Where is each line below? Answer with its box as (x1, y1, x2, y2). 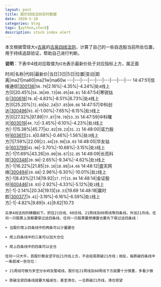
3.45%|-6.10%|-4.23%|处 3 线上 (41, 120, 103, 126)
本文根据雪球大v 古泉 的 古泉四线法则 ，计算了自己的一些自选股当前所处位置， (5, 44, 157, 50)
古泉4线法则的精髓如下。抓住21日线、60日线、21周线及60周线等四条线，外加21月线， (5, 210, 153, 215)
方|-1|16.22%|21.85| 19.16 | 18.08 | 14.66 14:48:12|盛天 (5, 163, 108, 169)
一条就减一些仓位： (5, 259, 38, 264)
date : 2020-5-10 (5, 16, 38, 21)
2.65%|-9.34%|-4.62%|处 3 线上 (42, 157, 106, 162)
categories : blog (5, 21, 40, 26)
